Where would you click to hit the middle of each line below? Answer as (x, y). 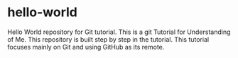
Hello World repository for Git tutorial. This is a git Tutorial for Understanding (119, 32)
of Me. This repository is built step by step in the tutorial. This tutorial (108, 39)
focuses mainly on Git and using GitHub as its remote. (86, 47)
